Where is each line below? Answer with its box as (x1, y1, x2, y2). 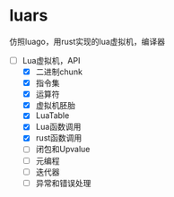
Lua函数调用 (35, 122, 82, 133)
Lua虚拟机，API (22, 55, 81, 65)
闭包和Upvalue (35, 144, 91, 155)
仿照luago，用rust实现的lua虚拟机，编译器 (9, 36, 166, 47)
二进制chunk (35, 66, 83, 77)
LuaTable (35, 110, 70, 121)
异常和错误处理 (35, 177, 91, 188)
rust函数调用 (35, 133, 83, 143)
